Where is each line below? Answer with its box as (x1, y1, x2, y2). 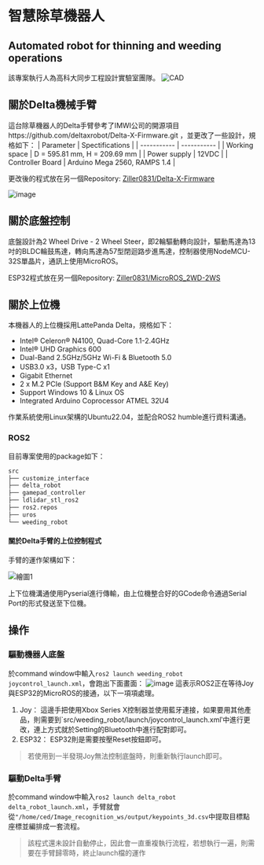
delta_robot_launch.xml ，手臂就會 (8, 801, 120, 811)
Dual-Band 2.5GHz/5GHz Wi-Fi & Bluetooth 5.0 (19, 353, 172, 363)
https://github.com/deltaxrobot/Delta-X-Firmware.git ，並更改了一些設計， (8, 131, 249, 140)
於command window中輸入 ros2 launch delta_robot (8, 792, 177, 801)
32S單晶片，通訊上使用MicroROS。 (8, 256, 123, 266)
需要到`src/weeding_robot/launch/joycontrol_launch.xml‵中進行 (40, 715, 244, 724)
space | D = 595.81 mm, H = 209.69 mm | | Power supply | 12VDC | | (8, 149, 228, 158)
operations (8, 51, 63, 64)
